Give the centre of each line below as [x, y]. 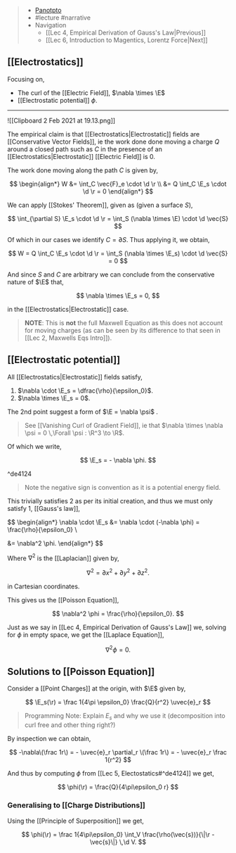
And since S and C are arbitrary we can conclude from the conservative [111, 274]
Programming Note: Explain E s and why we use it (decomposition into [125, 717]
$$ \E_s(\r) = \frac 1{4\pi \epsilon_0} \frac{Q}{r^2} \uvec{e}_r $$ [118, 702]
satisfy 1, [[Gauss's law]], [44, 508]
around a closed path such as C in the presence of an [85, 149]
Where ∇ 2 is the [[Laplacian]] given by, [63, 557]
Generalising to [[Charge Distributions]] [77, 805]
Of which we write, [34, 446]
